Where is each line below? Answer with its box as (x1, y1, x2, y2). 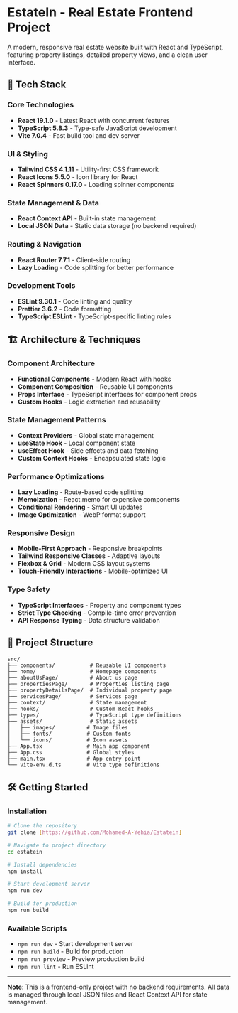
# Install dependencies (7, 861, 78, 868)
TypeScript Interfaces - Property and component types (17, 601, 181, 609)
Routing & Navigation (7, 240, 81, 250)
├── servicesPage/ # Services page (7, 692, 138, 700)
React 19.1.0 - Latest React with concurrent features (17, 116, 170, 124)
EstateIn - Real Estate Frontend (7, 4, 193, 21)
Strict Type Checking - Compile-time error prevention (17, 609, 176, 617)
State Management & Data (7, 198, 99, 208)
